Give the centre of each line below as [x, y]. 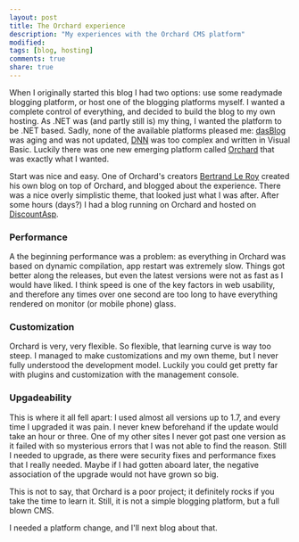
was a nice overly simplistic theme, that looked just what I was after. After [144, 195]
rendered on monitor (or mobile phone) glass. [93, 304]
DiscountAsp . [34, 214]
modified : [28, 42]
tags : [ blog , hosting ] [51, 51]
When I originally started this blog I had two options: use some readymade [146, 92]
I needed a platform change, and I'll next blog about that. [114, 528]
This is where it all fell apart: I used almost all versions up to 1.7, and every [145, 417]
